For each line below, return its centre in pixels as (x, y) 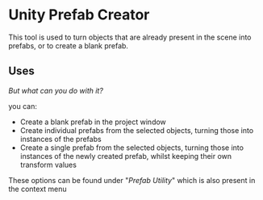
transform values (48, 165)
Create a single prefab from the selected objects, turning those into (132, 148)
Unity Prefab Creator (79, 15)
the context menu (38, 189)
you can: (23, 106)
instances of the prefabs (61, 139)
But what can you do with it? (56, 90)
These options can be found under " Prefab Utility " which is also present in (132, 180)
